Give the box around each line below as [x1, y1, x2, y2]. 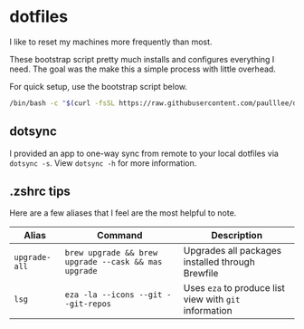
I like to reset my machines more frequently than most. [9, 36, 213, 47]
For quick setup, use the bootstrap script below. [9, 81, 188, 92]
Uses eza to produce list [183, 282, 285, 295]
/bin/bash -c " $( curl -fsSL [9, 98, 116, 108]
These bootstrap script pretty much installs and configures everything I [9, 53, 275, 64]
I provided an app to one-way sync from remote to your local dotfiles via [9, 148, 279, 159]
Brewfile [183, 267, 219, 280]
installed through [183, 256, 255, 268]
